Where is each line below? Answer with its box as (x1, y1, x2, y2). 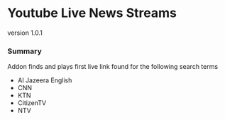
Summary (7, 46, 43, 56)
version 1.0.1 (7, 28, 43, 37)
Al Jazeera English (17, 76, 72, 84)
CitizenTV (17, 99, 47, 107)
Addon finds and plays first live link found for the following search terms (7, 62, 219, 71)
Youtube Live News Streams (7, 5, 177, 21)
